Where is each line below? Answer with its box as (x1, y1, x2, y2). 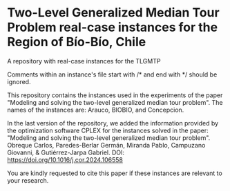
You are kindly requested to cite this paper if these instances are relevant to (7, 169, 222, 177)
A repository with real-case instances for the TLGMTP (7, 57, 161, 65)
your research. (7, 176, 49, 184)
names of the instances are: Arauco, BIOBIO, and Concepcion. (7, 105, 184, 114)
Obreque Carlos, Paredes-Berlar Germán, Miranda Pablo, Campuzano (7, 141, 206, 149)
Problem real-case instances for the (7, 19, 218, 35)
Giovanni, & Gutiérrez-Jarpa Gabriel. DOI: (7, 148, 125, 157)
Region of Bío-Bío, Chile (7, 34, 146, 50)
